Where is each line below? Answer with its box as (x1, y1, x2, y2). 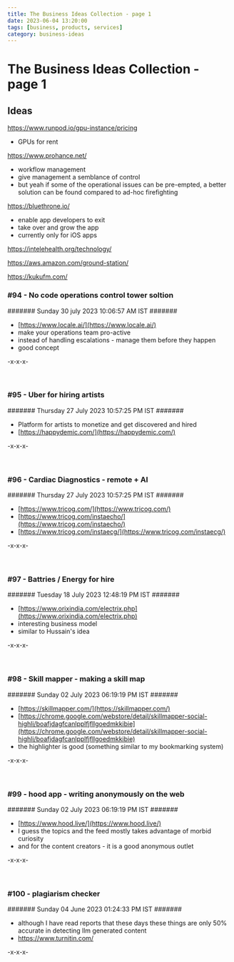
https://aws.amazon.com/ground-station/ (7, 259, 129, 267)
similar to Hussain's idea (17, 627, 91, 636)
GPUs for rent (17, 137, 58, 147)
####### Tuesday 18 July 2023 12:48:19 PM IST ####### (7, 590, 180, 599)
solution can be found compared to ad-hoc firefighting (17, 188, 178, 197)
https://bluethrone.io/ (7, 202, 70, 211)
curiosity (17, 834, 44, 843)
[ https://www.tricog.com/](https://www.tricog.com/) (17, 505, 171, 513)
